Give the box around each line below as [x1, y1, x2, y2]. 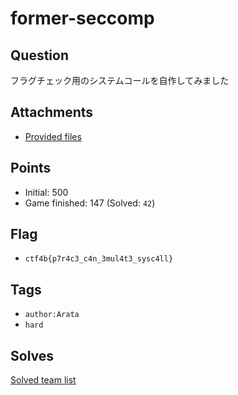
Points [10, 160, 52, 177]
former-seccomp [10, 7, 155, 30]
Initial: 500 [24, 186, 69, 198]
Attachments [10, 104, 94, 121]
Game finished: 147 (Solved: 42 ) [24, 197, 156, 209]
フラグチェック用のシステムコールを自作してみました [10, 75, 230, 86]
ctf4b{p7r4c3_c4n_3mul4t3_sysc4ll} [24, 254, 174, 264]
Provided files [24, 130, 82, 142]
